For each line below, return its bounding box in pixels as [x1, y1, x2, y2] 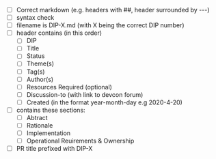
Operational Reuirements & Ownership [26, 136, 135, 145]
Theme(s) [26, 59, 55, 68]
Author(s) [26, 75, 54, 83]
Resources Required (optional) [26, 83, 112, 91]
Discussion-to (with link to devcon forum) [26, 90, 144, 98]
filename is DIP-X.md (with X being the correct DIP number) [16, 21, 185, 29]
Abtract [26, 113, 49, 121]
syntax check [16, 14, 55, 22]
